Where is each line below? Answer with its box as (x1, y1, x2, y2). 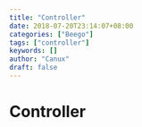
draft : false (9, 63, 58, 72)
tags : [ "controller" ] (9, 38, 90, 47)
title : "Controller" (9, 13, 87, 22)
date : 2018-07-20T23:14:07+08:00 (9, 21, 134, 30)
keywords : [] (9, 47, 58, 55)
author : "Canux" (9, 55, 70, 63)
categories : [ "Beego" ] (9, 30, 94, 38)
